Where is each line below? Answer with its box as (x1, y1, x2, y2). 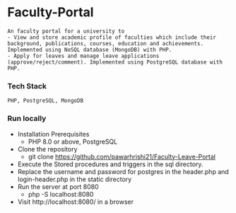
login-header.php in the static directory (17, 175, 132, 183)
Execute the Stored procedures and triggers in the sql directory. (17, 160, 203, 168)
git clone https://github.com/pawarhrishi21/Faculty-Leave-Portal (28, 152, 216, 161)
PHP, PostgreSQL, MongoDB (7, 97, 83, 105)
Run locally (7, 114, 47, 124)
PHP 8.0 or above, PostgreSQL (28, 137, 118, 146)
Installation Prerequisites (17, 129, 90, 138)
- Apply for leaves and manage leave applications (7, 52, 160, 59)
